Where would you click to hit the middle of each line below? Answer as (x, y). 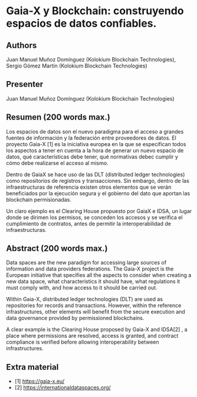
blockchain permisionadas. (39, 199)
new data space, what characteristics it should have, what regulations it (93, 282)
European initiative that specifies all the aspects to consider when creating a (99, 275)
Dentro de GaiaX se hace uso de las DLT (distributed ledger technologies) (96, 174)
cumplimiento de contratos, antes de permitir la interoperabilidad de (88, 224)
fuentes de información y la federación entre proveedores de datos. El (91, 138)
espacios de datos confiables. (81, 23)
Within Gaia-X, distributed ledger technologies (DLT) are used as (85, 299)
